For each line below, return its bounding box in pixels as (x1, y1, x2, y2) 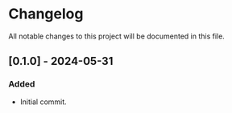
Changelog (8, 5, 84, 23)
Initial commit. (19, 97, 67, 107)
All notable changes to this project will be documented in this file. (8, 31, 226, 41)
